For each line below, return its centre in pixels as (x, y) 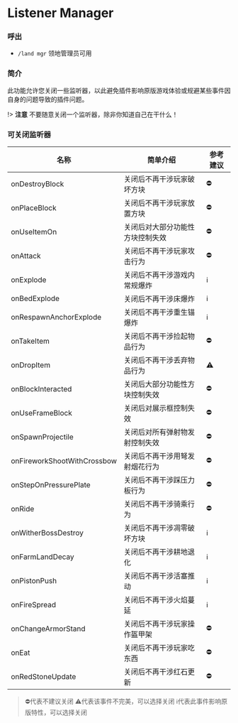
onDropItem (31, 365)
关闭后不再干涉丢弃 (156, 360)
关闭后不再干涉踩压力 (159, 480)
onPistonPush (34, 581)
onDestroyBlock (38, 184)
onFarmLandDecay (42, 557)
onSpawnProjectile (42, 437)
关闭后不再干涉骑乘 (156, 504)
